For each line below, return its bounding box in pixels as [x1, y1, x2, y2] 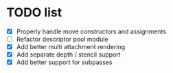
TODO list [6, 5, 62, 20]
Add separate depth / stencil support [16, 50, 121, 59]
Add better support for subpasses [16, 58, 113, 66]
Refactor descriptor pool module [16, 35, 108, 43]
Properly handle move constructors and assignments [16, 27, 166, 35]
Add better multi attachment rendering [16, 43, 125, 51]
